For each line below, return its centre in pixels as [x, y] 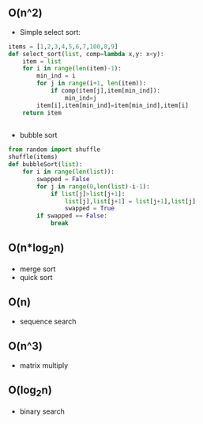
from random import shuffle [55, 150]
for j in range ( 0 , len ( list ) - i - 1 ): [93, 186]
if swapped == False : [72, 216]
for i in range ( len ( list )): [68, 172]
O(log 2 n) [30, 391]
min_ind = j [81, 98]
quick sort [36, 278]
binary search [42, 411]
